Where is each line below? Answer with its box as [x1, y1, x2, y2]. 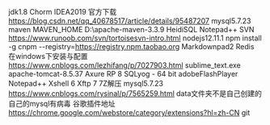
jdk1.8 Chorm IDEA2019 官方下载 [8, 7, 117, 16]
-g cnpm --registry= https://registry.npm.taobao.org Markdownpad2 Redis [8, 42, 255, 51]
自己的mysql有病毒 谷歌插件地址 [8, 99, 116, 108]
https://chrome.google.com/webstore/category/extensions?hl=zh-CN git [8, 108, 251, 117]
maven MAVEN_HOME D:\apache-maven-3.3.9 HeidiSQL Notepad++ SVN [8, 25, 255, 34]
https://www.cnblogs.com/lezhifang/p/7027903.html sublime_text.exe [8, 60, 241, 70]
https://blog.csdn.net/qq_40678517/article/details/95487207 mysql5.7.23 [8, 16, 251, 26]
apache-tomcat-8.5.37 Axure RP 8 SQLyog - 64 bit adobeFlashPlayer [8, 69, 238, 78]
